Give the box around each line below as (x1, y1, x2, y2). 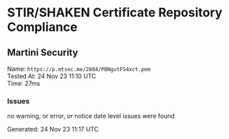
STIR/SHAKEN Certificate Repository (7, 5, 223, 21)
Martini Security (7, 47, 78, 58)
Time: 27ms (7, 79, 41, 87)
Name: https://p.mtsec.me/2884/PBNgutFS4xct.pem (7, 65, 151, 73)
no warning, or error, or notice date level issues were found (7, 112, 175, 121)
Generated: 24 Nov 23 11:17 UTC (7, 125, 99, 134)
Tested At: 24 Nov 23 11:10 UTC (7, 72, 96, 80)
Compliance (7, 19, 78, 35)
